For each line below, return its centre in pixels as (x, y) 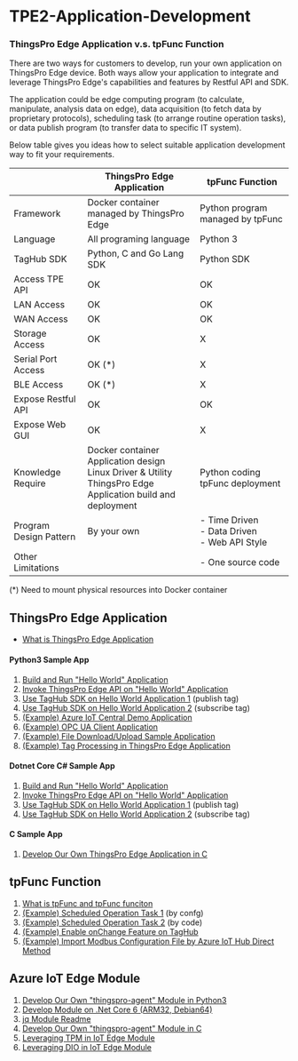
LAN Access (39, 305)
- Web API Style (233, 542)
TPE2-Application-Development (130, 16)
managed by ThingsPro (136, 213)
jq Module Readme (56, 1018)
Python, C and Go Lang (136, 253)
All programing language (139, 239)
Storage (30, 333)
